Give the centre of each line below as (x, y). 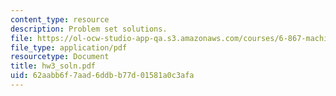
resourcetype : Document (60, 57)
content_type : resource (60, 19)
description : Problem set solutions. (89, 29)
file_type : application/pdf (69, 47)
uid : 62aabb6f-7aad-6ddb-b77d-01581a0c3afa (102, 76)
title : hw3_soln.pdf (53, 66)
